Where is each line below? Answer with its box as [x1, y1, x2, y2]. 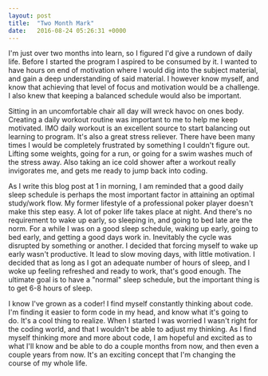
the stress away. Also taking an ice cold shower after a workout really [8, 158, 237, 167]
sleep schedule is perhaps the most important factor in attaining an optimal [8, 190, 255, 200]
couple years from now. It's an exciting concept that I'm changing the [8, 350, 236, 360]
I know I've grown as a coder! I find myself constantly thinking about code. [8, 299, 254, 309]
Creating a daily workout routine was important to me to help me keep [8, 115, 238, 125]
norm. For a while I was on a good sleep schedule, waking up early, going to [8, 224, 258, 234]
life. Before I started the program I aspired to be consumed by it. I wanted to [8, 57, 258, 66]
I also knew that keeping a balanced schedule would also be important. [8, 91, 242, 101]
